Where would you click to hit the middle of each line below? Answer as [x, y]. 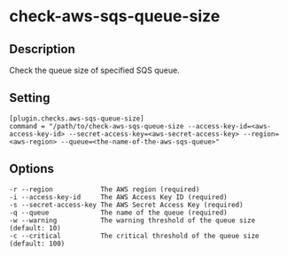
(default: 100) [37, 244]
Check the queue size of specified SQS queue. [94, 70]
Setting [30, 98]
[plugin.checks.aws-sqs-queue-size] [77, 118]
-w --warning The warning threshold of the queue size [132, 220]
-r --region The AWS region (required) [105, 189]
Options [32, 169]
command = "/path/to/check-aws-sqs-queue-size [97, 126]
